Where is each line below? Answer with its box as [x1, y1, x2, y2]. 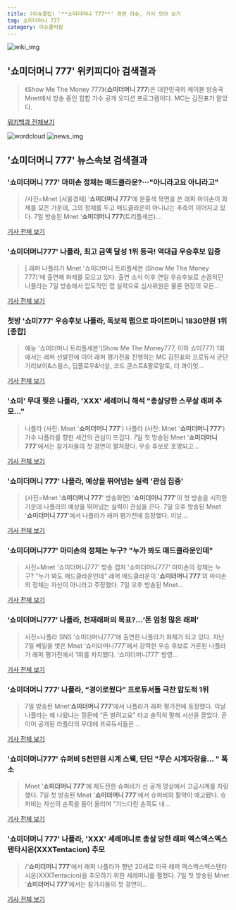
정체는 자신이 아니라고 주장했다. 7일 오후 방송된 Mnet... [32, 581, 184, 589]
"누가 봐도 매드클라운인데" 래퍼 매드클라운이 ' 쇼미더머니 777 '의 [35, 572, 209, 580]
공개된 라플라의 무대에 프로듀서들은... [37, 719, 139, 728]
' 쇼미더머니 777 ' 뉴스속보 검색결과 [7, 154, 148, 166]
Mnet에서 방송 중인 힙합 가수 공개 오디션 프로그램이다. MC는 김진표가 [24, 94, 215, 102]
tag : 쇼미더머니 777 [7, 17, 61, 24]
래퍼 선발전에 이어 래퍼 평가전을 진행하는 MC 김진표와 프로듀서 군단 [43, 353, 229, 361]
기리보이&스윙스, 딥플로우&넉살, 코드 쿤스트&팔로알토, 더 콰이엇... [24, 362, 204, 370]
